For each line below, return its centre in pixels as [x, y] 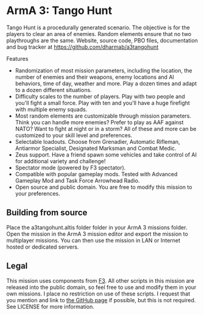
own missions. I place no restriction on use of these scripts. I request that [98, 294]
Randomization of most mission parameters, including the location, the [104, 70]
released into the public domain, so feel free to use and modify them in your [101, 287]
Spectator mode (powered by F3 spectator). [70, 168]
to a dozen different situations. [54, 90]
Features [17, 58]
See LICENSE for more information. [50, 306]
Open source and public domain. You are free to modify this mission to [104, 187]
